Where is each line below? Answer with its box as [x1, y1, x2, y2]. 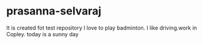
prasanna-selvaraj [6, 4, 102, 18]
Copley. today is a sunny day [6, 30, 79, 37]
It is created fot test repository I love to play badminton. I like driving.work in [6, 24, 197, 31]
